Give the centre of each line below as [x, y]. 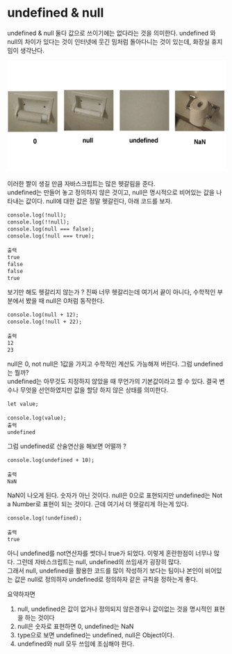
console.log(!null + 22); [44, 322]
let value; [23, 404]
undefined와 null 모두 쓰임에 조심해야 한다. [76, 644]
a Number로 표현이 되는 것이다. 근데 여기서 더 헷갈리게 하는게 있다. [98, 504]
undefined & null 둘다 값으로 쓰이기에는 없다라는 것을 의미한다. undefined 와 [111, 33]
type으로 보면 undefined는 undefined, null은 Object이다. [96, 634]
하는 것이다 [40, 617]
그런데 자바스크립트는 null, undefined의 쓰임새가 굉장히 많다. [99, 561]
